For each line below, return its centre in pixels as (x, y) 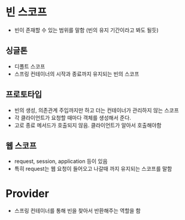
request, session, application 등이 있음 (61, 161)
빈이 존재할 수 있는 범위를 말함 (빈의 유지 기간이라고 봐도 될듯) (87, 30)
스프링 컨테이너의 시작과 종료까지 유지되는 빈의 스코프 (77, 74)
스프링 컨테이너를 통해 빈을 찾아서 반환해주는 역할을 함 (78, 211)
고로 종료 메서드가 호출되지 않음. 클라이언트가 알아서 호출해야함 (88, 125)
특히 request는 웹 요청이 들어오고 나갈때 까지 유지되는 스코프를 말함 (93, 169)
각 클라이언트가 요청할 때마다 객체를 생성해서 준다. (72, 117)
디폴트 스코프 (30, 66)
